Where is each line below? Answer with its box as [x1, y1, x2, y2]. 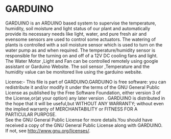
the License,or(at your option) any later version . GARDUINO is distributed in [5, 95, 165, 101]
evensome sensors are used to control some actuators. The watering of [5, 36, 156, 42]
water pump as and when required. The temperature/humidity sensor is [5, 47, 156, 53]
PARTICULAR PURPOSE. [5, 111, 57, 118]
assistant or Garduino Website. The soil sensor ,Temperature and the [5, 63, 150, 69]
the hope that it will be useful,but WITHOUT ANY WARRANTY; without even [5, 100, 164, 106]
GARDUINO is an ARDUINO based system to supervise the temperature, [5, 20, 157, 26]
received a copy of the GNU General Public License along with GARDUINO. [5, 122, 163, 128]
